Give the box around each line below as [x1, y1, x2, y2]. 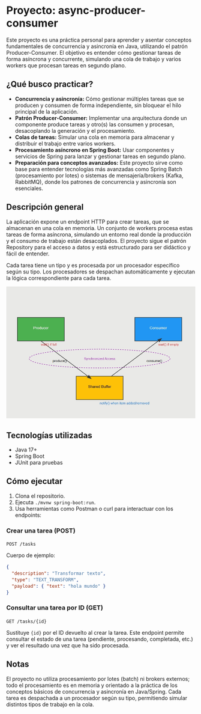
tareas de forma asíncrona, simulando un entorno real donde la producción [6, 231, 192, 238]
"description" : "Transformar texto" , [11, 570, 106, 576]
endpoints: [14, 511, 42, 519]
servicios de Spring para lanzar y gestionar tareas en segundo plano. [14, 153, 186, 160]
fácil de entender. [6, 250, 50, 257]
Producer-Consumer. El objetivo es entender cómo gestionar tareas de [6, 49, 181, 56]
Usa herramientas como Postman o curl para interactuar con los [14, 505, 174, 512]
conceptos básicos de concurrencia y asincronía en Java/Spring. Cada [6, 688, 182, 695]
